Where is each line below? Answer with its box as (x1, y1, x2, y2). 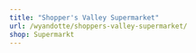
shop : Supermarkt (9, 30, 75, 39)
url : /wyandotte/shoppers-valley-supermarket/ (9, 22, 188, 31)
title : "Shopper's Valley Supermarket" (9, 13, 160, 22)
